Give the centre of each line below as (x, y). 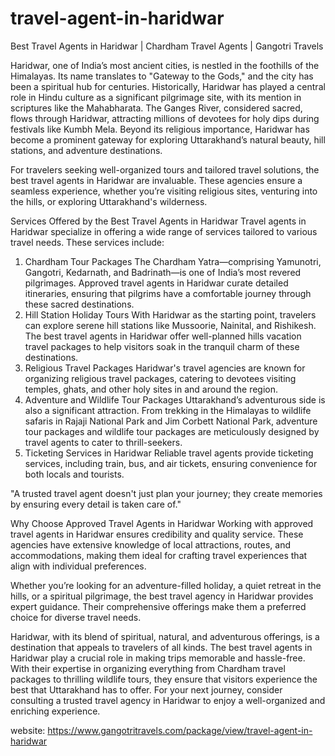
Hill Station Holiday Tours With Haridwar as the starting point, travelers (170, 314)
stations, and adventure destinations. (86, 150)
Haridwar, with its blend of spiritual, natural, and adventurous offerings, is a (165, 636)
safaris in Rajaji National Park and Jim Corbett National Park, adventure (171, 421)
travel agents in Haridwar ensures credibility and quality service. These (157, 534)
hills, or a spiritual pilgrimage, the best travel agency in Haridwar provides (162, 596)
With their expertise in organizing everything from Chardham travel (148, 668)
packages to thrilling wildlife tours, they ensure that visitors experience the (164, 679)
